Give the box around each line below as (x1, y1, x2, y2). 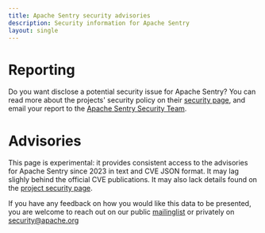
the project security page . (8, 184, 93, 193)
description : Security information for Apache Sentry (8, 19, 190, 27)
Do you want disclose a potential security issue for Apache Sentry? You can (8, 87, 256, 96)
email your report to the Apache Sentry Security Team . (8, 104, 187, 114)
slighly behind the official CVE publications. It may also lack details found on (8, 175, 258, 184)
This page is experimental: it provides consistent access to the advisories (8, 158, 248, 168)
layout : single (8, 26, 59, 34)
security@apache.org (8, 216, 79, 225)
